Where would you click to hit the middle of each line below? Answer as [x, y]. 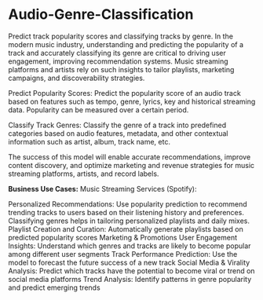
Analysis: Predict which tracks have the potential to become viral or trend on [131, 271]
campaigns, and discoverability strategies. [77, 78]
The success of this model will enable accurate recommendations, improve [130, 157]
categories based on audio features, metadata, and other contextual [118, 133]
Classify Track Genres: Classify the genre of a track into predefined [117, 125]
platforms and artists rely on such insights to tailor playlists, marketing [121, 69]
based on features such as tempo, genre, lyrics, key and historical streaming [132, 101]
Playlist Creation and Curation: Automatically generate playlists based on [126, 229]
